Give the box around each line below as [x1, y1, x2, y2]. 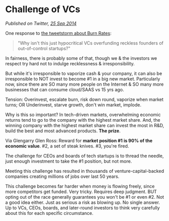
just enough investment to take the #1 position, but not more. [5, 158, 132, 164]
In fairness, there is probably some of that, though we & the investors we [5, 55, 157, 61]
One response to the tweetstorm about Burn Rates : [5, 30, 112, 36]
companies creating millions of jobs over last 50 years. [5, 173, 120, 179]
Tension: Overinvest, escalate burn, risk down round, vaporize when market [5, 96, 164, 102]
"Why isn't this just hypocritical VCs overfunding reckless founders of [17, 40, 164, 46]
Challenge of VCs [5, 4, 80, 15]
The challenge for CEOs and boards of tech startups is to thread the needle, [5, 153, 164, 159]
